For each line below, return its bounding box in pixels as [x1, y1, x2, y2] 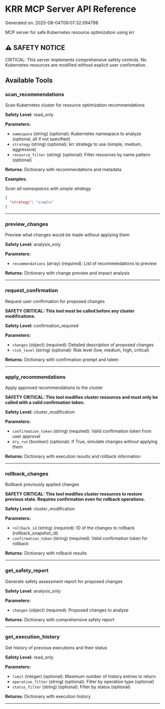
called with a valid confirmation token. [5, 399, 85, 405]
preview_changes [5, 220, 49, 227]
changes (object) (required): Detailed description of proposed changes [12, 342, 154, 348]
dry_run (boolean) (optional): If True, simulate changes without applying [12, 438, 158, 444]
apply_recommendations [5, 373, 66, 380]
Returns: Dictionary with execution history [5, 693, 91, 699]
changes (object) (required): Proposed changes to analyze [12, 607, 129, 613]
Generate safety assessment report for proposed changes [5, 578, 123, 584]
